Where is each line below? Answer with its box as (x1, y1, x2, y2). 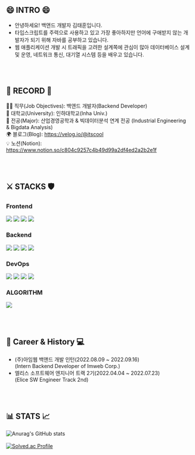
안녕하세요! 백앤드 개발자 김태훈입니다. (14, 21, 102, 29)
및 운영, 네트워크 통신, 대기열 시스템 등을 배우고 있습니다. (14, 50, 145, 58)
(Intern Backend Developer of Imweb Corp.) (14, 363, 121, 370)
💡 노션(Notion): (6, 140, 42, 147)
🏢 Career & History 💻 (6, 336, 85, 346)
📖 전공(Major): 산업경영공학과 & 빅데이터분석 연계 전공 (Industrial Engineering (6, 117, 186, 124)
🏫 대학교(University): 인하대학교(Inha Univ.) (6, 109, 108, 117)
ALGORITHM (6, 288, 43, 296)
